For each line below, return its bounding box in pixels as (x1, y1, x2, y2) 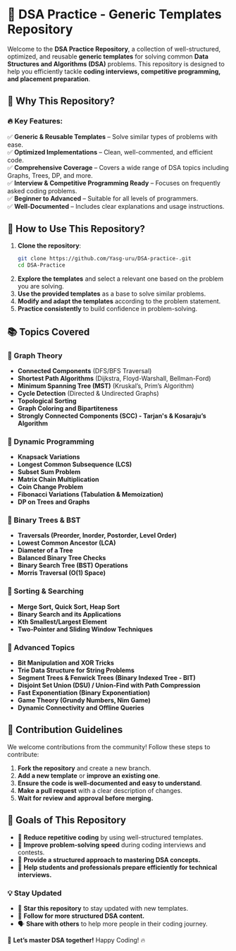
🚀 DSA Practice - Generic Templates (7, 6, 222, 23)
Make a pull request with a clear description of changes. (17, 786, 183, 794)
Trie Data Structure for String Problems (17, 666, 135, 674)
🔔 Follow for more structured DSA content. (17, 911, 145, 920)
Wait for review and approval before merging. (17, 794, 154, 802)
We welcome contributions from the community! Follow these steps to (7, 742, 211, 751)
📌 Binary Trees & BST (7, 515, 81, 525)
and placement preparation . (7, 74, 91, 83)
